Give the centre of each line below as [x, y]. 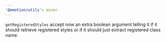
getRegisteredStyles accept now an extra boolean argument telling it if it [81, 24]
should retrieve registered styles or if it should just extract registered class [83, 30]
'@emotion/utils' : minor [31, 10]
